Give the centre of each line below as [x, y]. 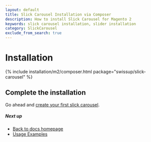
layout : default [22, 10]
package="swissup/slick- [119, 71]
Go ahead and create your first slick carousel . [52, 104]
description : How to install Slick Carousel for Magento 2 [68, 19]
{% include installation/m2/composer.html [49, 71]
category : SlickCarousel [31, 28]
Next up [14, 116]
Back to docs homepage [38, 128]
